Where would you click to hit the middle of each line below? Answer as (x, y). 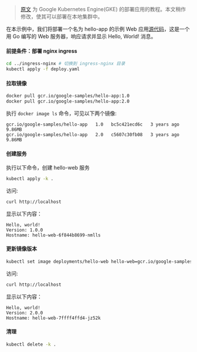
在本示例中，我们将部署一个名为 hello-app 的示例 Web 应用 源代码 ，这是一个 (98, 29)
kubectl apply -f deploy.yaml (43, 69)
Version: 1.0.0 (25, 230)
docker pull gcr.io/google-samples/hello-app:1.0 (68, 96)
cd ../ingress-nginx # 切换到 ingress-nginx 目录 (66, 64)
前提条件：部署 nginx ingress (42, 51)
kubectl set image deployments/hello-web (57, 262)
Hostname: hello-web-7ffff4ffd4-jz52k (53, 318)
